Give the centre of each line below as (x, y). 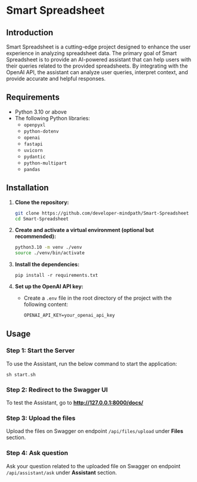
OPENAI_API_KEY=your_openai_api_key (69, 315)
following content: (46, 304)
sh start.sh (21, 374)
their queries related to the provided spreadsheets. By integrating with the (97, 66)
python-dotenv (41, 131)
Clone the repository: (42, 202)
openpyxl (35, 125)
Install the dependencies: (47, 264)
